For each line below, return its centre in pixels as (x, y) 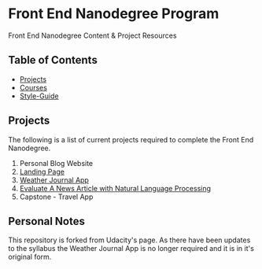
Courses (33, 87)
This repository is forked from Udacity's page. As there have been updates (129, 240)
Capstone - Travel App (56, 197)
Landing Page (42, 171)
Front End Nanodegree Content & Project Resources (92, 35)
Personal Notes (46, 221)
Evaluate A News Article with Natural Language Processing (115, 188)
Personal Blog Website (56, 163)
